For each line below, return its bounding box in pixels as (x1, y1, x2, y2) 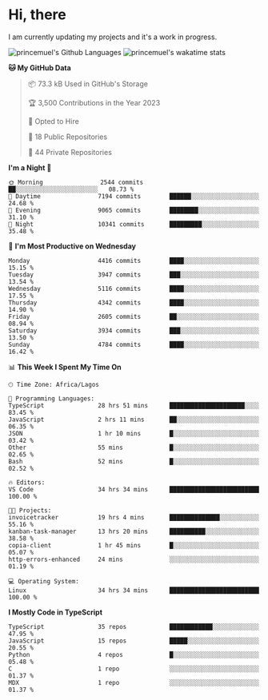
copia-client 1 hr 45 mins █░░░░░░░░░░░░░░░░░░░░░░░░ (8, 541, 260, 549)
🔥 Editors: (8, 478, 46, 487)
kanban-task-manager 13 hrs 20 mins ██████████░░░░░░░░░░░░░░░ (8, 527, 260, 535)
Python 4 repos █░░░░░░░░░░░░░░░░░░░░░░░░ (8, 650, 260, 658)
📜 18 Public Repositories (27, 132, 108, 141)
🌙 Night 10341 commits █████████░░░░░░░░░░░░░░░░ (8, 220, 260, 229)
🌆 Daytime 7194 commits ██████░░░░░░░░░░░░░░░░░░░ (8, 192, 260, 201)
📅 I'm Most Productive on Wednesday (8, 241, 136, 251)
